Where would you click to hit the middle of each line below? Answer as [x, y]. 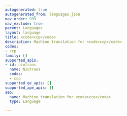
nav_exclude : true [24, 23]
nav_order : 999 [21, 19]
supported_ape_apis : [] [30, 88]
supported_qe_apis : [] [28, 83]
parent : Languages [24, 28]
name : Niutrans [25, 70]
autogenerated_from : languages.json [43, 14]
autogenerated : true [26, 10]
